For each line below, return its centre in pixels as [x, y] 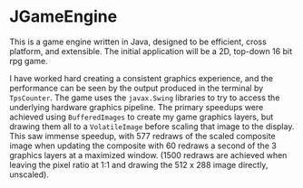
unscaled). [29, 174]
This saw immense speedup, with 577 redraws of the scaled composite [142, 136]
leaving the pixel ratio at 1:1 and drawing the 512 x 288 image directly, [139, 164]
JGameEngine [64, 17]
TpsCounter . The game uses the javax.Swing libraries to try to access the [145, 98]
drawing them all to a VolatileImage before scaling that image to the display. [152, 126]
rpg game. [29, 61]
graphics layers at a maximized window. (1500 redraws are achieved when [148, 155]
